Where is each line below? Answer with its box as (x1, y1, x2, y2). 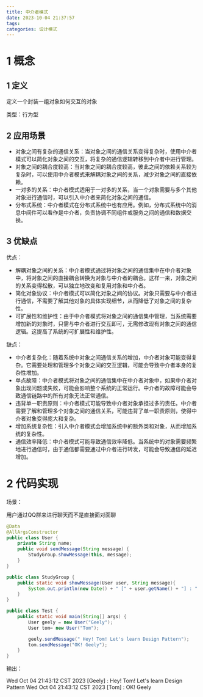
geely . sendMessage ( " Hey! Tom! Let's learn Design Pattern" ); (28, 636, 190, 642)
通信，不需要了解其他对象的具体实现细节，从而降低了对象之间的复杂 (20, 297, 192, 304)
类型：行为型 (6, 111, 38, 118)
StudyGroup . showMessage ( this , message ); (28, 551, 132, 558)
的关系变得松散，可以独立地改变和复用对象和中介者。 (15, 282, 149, 289)
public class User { (6, 534, 59, 541)
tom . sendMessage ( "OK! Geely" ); (28, 641, 108, 648)
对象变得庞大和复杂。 (26, 415, 80, 422)
